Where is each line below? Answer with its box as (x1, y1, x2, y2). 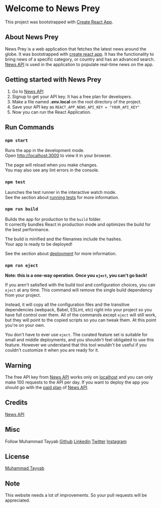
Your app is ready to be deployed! (5, 241, 73, 247)
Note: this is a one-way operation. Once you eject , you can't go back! (5, 272, 147, 278)
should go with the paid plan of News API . (5, 384, 88, 390)
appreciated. (5, 497, 30, 503)
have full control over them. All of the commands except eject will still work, (5, 312, 157, 318)
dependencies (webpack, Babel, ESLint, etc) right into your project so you (5, 307, 152, 313)
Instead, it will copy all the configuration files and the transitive (5, 302, 130, 307)
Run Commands (5, 123, 54, 131)
